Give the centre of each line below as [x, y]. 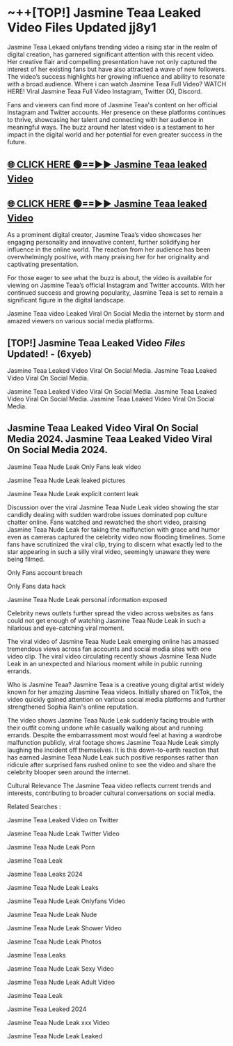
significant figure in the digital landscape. [66, 300]
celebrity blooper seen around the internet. [69, 772]
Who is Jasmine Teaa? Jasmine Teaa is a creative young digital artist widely [116, 684]
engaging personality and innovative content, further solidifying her [104, 243]
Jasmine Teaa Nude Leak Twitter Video [63, 833]
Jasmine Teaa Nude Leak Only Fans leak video [74, 467]
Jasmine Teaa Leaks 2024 [45, 874]
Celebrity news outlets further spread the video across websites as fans [110, 613]
